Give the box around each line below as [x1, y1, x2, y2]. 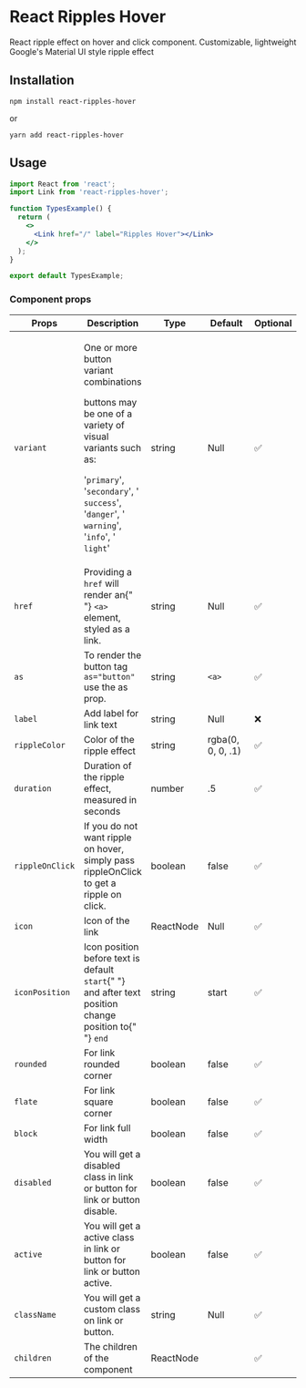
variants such [83, 441, 142, 454]
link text [83, 718, 118, 731]
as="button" [83, 672, 136, 682]
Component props [9, 293, 92, 306]
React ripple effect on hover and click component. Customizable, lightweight [9, 36, 297, 47]
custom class [83, 1302, 141, 1315]
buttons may [83, 396, 138, 408]
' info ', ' [83, 530, 117, 543]
